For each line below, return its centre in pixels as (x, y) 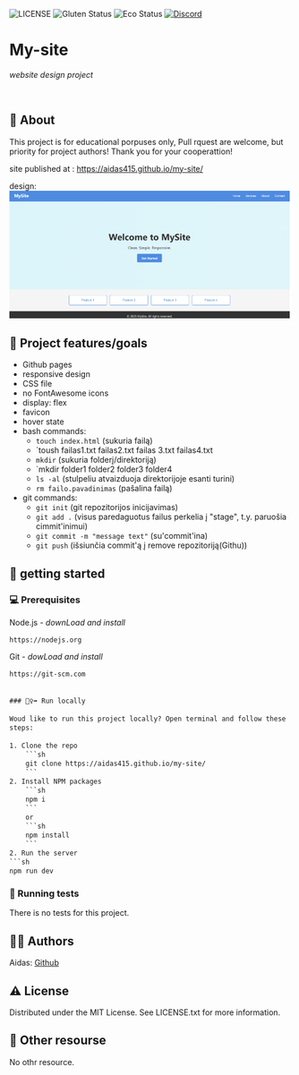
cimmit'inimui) (61, 526)
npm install (47, 836)
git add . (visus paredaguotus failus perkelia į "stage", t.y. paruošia (161, 517)
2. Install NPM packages (56, 782)
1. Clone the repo (43, 746)
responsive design (56, 374)
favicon (36, 413)
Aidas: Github (34, 963)
